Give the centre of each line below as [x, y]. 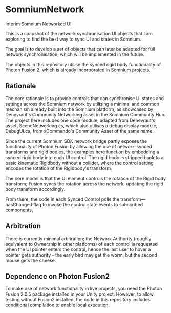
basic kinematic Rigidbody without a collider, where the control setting [79, 163]
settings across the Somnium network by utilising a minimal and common [82, 104]
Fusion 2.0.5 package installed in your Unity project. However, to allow [79, 294]
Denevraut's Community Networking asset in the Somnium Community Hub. [85, 114]
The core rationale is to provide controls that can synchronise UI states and [85, 98]
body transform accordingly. [35, 189]
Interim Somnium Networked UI [38, 24]
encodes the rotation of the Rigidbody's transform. [59, 168]
